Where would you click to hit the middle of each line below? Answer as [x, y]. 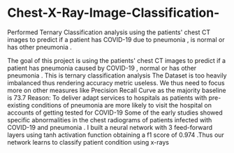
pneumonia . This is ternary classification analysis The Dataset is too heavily [117, 75]
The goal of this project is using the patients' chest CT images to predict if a [116, 60]
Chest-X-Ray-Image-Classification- [114, 13]
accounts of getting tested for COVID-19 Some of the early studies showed [115, 112]
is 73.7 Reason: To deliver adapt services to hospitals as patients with [107, 97]
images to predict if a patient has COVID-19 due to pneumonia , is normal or [116, 39]
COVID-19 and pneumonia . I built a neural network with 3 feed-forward [110, 127]
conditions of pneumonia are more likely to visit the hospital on [121, 105]
